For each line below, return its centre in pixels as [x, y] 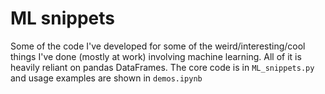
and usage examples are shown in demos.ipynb [106, 78]
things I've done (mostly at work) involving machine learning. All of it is [156, 56]
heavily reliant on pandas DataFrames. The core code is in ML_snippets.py [162, 67]
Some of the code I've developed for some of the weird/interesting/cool [158, 46]
